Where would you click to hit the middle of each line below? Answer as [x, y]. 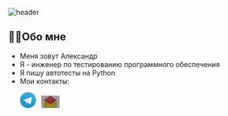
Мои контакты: [44, 81]
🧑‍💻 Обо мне [37, 37]
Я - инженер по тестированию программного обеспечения [120, 64]
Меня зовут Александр [58, 56]
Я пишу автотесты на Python [67, 73]
